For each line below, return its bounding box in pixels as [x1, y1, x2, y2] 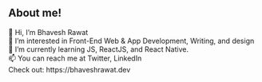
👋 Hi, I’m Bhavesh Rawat [8, 27, 89, 37]
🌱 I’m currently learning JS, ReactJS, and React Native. [8, 44, 189, 54]
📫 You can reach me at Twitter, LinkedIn [8, 53, 142, 63]
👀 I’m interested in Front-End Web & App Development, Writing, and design [8, 36, 255, 45]
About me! [8, 6, 62, 20]
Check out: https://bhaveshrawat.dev [8, 64, 131, 74]
